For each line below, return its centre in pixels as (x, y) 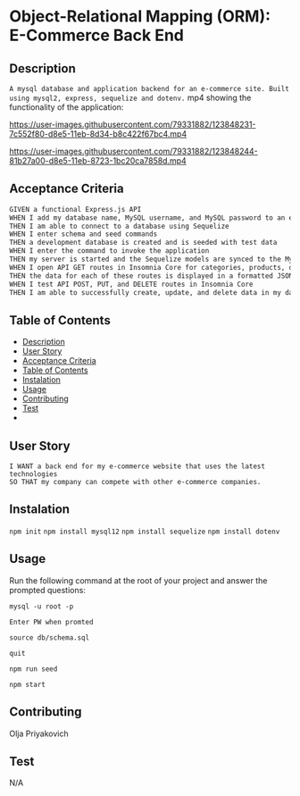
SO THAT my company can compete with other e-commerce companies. (135, 482)
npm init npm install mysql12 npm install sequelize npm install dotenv (145, 532)
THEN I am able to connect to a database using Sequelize (119, 226)
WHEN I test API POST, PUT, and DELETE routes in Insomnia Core (131, 284)
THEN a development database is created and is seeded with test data (143, 243)
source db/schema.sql (50, 637)
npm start (28, 684)
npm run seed (33, 669)
